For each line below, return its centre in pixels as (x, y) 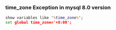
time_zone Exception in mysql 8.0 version (58, 7)
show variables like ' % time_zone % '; (44, 18)
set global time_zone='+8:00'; (39, 22)
